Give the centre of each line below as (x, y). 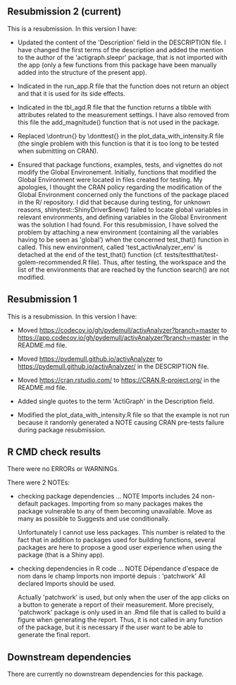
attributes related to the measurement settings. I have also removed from (123, 114)
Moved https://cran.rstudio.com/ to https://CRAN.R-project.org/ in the (119, 380)
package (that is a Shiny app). (61, 555)
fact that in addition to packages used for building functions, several (117, 540)
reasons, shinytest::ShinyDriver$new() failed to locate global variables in (123, 209)
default (28, 504)
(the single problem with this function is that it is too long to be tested (118, 143)
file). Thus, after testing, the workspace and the (157, 262)
